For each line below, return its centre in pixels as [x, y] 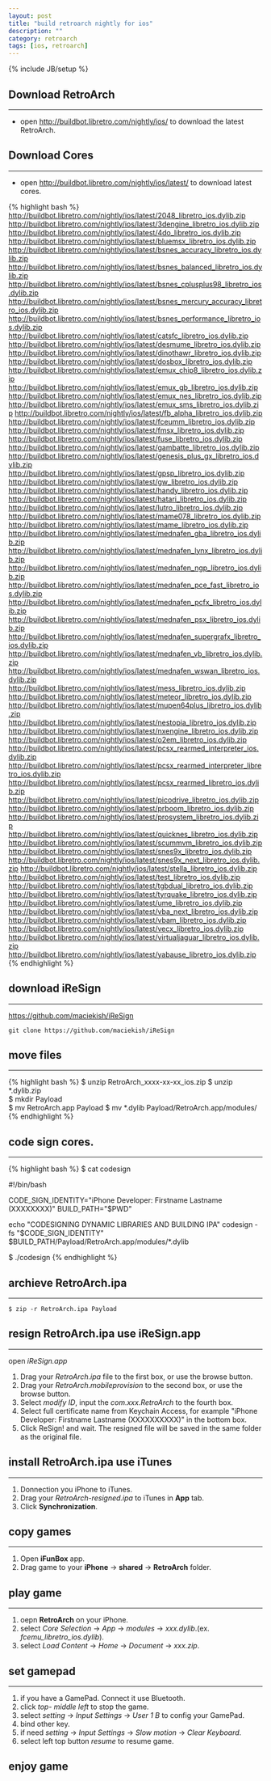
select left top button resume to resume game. [97, 1741]
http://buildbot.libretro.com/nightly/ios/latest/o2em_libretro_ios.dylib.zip [128, 739]
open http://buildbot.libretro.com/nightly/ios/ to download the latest [132, 121]
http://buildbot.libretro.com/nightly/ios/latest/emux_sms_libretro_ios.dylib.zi [134, 404]
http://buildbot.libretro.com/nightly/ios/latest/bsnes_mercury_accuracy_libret [135, 301]
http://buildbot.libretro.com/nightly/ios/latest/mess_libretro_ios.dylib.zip [127, 687]
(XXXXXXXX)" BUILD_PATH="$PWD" [70, 1209]
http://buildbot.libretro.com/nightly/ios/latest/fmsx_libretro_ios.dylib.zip [126, 430]
